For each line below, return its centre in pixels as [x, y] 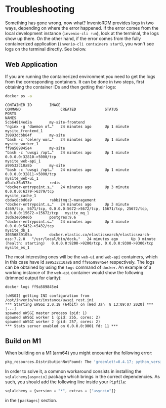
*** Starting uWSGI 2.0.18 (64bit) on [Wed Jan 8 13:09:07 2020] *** [79, 304]
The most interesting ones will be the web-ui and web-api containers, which [82, 257]
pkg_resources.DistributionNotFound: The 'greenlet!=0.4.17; [69, 362]
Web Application [31, 64]
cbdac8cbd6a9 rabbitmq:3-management [51, 200]
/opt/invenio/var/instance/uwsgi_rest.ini [49, 300]
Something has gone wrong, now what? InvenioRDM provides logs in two [80, 23]
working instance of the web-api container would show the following [74, 272]
